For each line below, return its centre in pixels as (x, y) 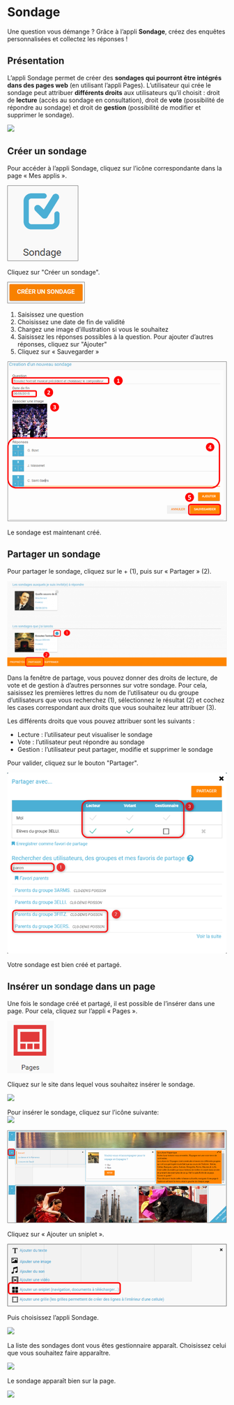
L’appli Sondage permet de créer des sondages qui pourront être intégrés (115, 78)
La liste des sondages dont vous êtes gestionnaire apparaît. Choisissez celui (117, 1345)
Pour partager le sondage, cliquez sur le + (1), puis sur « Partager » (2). (109, 571)
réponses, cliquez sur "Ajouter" (62, 344)
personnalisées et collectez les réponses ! (68, 38)
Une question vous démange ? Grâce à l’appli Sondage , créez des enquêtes (116, 31)
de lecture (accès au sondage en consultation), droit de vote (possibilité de (116, 100)
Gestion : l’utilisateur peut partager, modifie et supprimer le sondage (115, 749)
